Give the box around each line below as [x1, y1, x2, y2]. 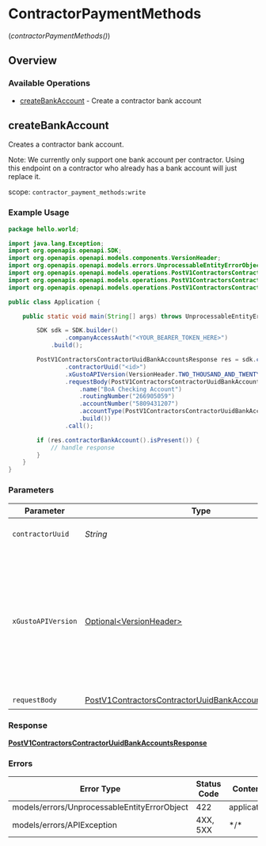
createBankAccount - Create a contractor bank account [19, 96, 202, 105]
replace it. [8, 172, 41, 182]
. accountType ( [78, 408, 126, 415]
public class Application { [8, 298, 101, 306]
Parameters [8, 484, 54, 496]
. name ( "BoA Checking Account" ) [78, 385, 182, 393]
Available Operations [8, 78, 91, 89]
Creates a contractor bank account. [8, 140, 124, 149]
